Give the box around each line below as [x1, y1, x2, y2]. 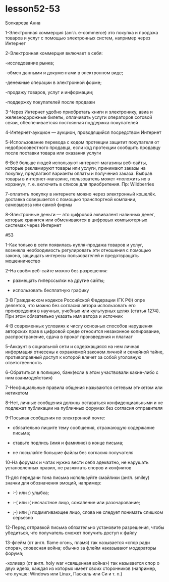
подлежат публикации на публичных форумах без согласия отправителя [5, 405, 163, 411]
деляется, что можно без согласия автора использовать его [5, 302, 136, 308]
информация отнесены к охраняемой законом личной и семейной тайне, [5, 349, 164, 355]
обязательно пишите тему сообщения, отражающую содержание [12, 424, 155, 430]
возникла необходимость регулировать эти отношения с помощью [5, 247, 151, 253]
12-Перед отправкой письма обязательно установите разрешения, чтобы [5, 524, 164, 530]
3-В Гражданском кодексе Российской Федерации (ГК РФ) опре [5, 297, 145, 303]
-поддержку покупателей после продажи [5, 99, 95, 105]
